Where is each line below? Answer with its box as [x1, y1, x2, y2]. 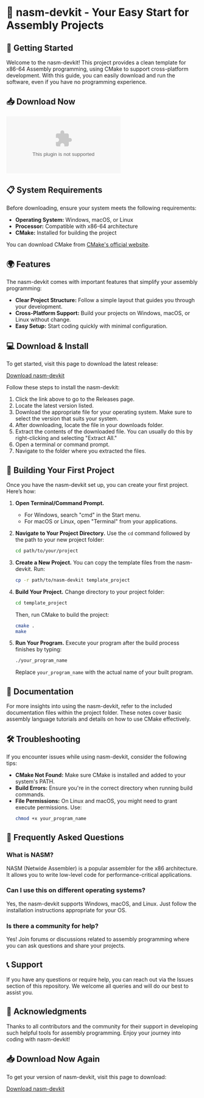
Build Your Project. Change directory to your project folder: [15, 588, 165, 595]
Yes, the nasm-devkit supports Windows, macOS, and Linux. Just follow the [6, 900, 197, 907]
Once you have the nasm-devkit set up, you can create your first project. [6, 481, 189, 489]
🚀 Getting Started [6, 43, 74, 53]
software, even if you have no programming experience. [6, 79, 147, 85]
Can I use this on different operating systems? [6, 886, 146, 894]
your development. [15, 303, 63, 310]
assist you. [6, 988, 33, 996]
